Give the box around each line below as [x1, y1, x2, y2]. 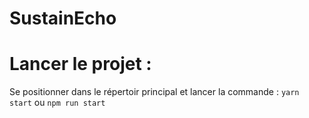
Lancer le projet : [9, 53, 152, 76]
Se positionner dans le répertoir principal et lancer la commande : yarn [9, 86, 300, 98]
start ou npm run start [9, 97, 106, 109]
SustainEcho [9, 7, 117, 30]
